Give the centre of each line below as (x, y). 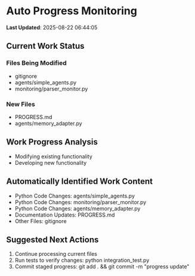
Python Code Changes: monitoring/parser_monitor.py (81, 202)
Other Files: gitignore (41, 221)
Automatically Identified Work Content (80, 182)
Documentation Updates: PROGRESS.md (65, 215)
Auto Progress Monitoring (72, 11)
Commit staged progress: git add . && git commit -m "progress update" (102, 266)
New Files (21, 104)
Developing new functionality (51, 162)
